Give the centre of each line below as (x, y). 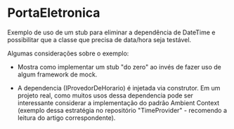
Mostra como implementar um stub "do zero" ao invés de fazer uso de (119, 67)
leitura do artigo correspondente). (66, 118)
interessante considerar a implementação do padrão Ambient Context (118, 102)
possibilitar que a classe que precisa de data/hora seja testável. (99, 39)
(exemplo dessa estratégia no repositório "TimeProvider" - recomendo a (122, 110)
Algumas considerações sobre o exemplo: (68, 53)
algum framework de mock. (57, 74)
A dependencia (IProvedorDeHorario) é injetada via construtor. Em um (119, 88)
